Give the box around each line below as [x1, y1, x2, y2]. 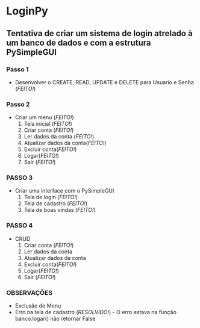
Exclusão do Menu [14, 302, 61, 309]
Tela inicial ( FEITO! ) [23, 120, 72, 128]
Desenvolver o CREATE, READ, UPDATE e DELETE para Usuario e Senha [14, 78, 195, 85]
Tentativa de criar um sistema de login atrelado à [6, 28, 193, 39]
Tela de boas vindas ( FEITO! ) [23, 206, 96, 214]
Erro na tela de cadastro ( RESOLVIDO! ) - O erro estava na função [14, 309, 177, 316]
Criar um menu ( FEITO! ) [14, 114, 74, 121]
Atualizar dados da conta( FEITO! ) [23, 140, 107, 147]
